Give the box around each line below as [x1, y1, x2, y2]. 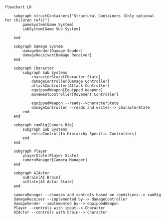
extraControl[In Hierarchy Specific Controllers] [31, 131, 137, 136]
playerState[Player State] [22, 153, 79, 158]
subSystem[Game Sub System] [22, 26, 81, 31]
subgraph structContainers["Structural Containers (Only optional [13, 13, 155, 18]
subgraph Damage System [13, 44, 63, 49]
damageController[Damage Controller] [31, 79, 110, 84]
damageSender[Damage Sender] [22, 48, 83, 53]
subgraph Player [13, 149, 48, 154]
